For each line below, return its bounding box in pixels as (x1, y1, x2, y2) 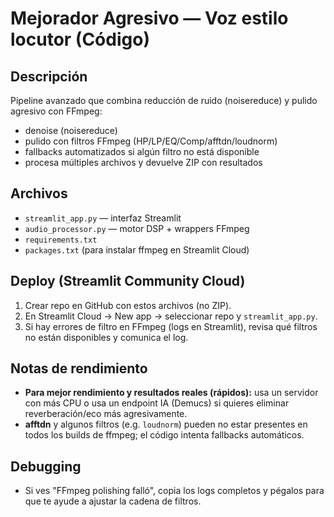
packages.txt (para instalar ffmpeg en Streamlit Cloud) (24, 243, 250, 256)
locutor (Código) (10, 28, 150, 51)
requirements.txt (24, 235, 98, 245)
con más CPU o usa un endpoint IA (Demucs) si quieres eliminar (24, 397, 290, 409)
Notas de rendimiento (10, 360, 148, 377)
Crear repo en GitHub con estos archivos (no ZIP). (24, 299, 232, 311)
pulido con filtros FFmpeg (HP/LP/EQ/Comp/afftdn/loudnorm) (24, 135, 278, 147)
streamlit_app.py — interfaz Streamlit (24, 212, 182, 224)
